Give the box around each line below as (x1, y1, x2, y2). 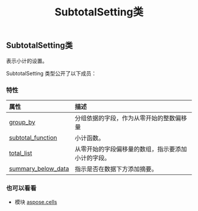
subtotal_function (9, 133, 57, 141)
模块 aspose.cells (14, 199, 57, 206)
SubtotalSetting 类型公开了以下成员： (6, 70, 97, 77)
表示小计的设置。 (6, 57, 48, 64)
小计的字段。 (74, 154, 111, 162)
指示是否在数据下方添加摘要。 (74, 164, 158, 173)
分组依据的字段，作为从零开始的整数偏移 (74, 114, 187, 122)
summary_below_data (9, 164, 70, 173)
